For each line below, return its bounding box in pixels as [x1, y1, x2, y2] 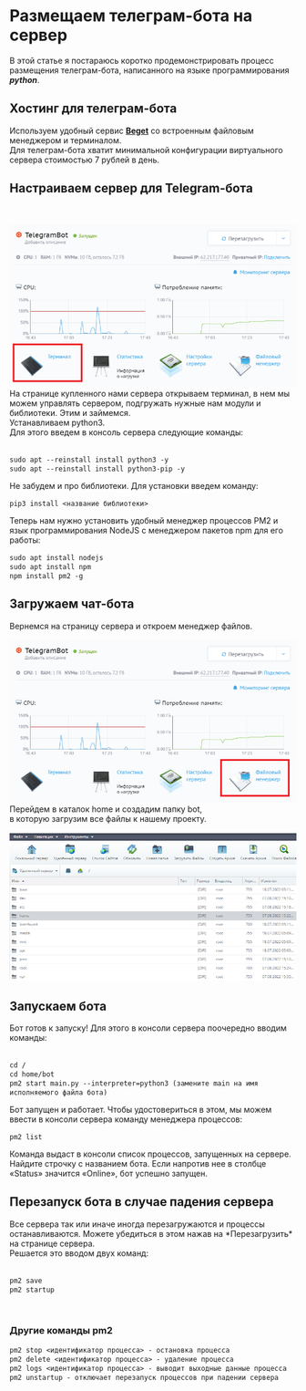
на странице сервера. [9, 1238, 96, 1249]
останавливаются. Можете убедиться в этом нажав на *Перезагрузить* [9, 1228, 293, 1239]
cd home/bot [9, 1070, 55, 1079]
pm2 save [9, 1276, 43, 1285]
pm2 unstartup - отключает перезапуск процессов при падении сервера [9, 1374, 280, 1383]
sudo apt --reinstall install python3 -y [9, 455, 169, 465]
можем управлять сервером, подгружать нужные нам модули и [9, 398, 261, 409]
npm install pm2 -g [9, 572, 84, 581]
